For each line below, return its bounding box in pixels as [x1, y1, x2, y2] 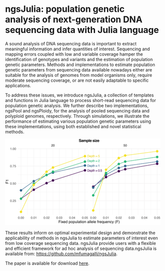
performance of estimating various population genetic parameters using [5, 118, 151, 124]
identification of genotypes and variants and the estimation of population [5, 56, 153, 62]
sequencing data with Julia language [5, 25, 159, 35]
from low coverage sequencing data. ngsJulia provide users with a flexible [5, 240, 156, 246]
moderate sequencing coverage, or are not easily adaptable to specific [5, 77, 149, 83]
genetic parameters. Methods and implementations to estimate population [5, 62, 155, 68]
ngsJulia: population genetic [5, 3, 125, 15]
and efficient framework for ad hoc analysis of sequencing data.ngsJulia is [5, 245, 157, 251]
